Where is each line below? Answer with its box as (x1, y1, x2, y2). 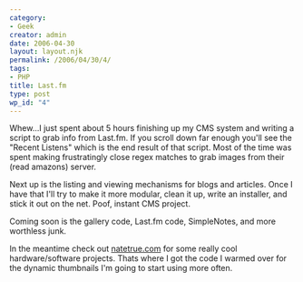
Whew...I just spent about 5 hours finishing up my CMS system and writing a (9, 123, 295, 134)
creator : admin (9, 30, 67, 39)
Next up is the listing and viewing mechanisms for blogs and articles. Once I (9, 179, 293, 190)
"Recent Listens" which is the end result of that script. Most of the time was (9, 142, 292, 153)
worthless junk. (9, 226, 66, 237)
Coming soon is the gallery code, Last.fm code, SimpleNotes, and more (9, 216, 277, 227)
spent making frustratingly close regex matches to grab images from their (9, 152, 285, 163)
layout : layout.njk (9, 47, 83, 56)
